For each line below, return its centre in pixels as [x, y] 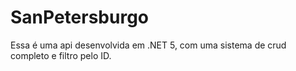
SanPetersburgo [80, 17]
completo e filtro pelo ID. [61, 55]
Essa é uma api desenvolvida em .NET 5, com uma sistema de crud [148, 45]
